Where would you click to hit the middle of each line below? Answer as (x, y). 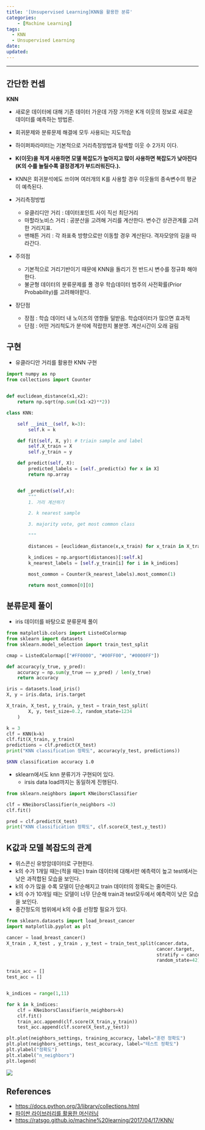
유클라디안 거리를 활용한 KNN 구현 (56, 363)
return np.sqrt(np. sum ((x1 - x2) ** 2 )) (64, 402)
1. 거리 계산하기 (46, 502)
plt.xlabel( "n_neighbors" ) (41, 1055)
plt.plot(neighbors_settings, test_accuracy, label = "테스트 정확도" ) (93, 1044)
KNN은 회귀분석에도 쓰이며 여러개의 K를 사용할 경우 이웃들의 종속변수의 (100, 179)
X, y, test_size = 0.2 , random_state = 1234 (80, 711)
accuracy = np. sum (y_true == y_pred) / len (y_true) (84, 672)
